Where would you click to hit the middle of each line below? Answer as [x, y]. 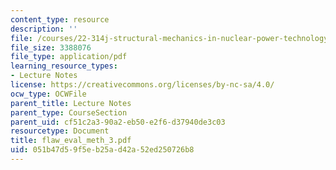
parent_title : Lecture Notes [71, 103]
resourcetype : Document [60, 131]
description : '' [44, 29]
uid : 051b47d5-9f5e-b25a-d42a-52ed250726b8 [102, 150]
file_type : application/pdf [69, 57]
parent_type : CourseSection [69, 112]
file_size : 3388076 [51, 47]
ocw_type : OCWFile [48, 94]
